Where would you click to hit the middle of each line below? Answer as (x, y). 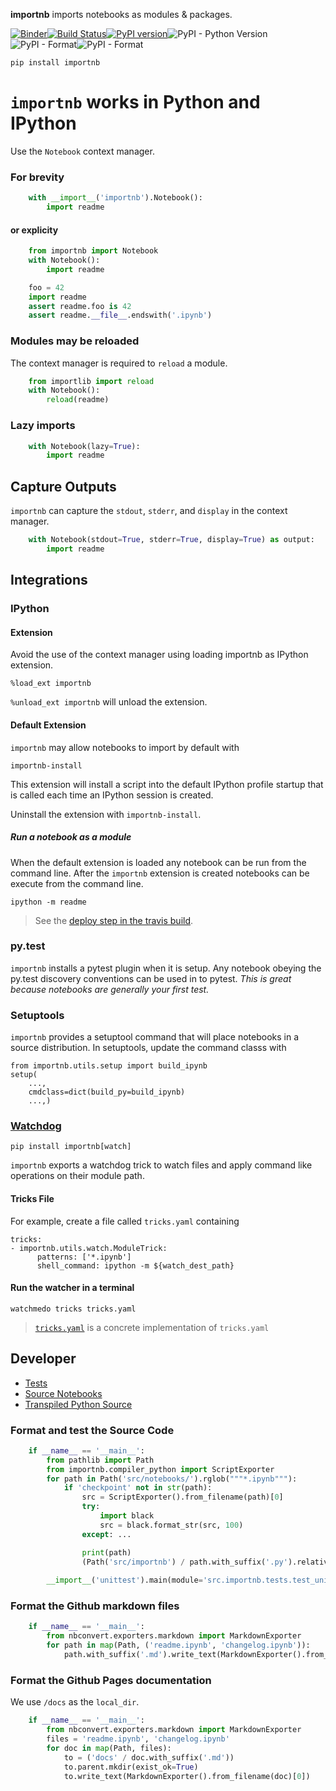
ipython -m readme (48, 902)
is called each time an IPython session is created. (112, 795)
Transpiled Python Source (78, 1404)
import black (127, 1516)
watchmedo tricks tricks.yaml (73, 1309)
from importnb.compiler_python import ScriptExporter (160, 1469)
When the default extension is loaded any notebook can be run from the (158, 862)
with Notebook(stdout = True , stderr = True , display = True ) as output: (171, 540)
